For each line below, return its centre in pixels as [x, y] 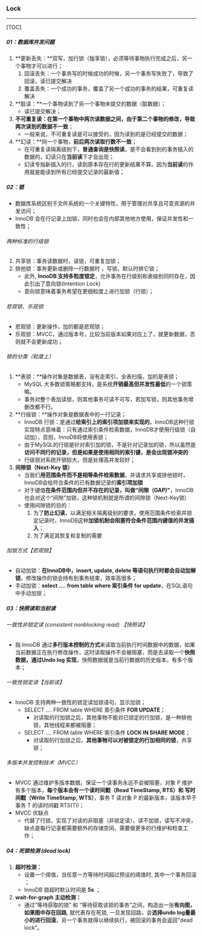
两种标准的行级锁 [27, 241]
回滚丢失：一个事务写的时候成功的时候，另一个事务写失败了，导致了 [109, 73]
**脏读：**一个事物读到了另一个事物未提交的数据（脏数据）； [90, 104]
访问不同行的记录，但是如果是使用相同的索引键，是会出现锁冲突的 [106, 452]
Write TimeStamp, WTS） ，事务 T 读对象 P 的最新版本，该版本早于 [114, 798]
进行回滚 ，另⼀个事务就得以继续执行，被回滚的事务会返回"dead [114, 920]
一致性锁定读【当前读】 [35, 682]
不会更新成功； [44, 341]
